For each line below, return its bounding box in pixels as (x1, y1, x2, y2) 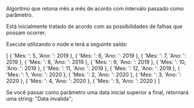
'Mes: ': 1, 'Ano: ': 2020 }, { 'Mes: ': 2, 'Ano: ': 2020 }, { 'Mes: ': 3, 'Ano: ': (6, 71, 182, 78)
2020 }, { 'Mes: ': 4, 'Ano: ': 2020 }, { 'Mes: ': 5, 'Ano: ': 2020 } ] (6, 77, 160, 84)
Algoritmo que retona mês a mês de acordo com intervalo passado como (6, 5, 185, 12)
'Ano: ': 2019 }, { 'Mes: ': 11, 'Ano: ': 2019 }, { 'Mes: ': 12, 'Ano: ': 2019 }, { (6, 65, 180, 72)
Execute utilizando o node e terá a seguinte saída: (6, 41, 128, 47)
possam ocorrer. (6, 29, 46, 36)
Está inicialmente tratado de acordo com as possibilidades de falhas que (6, 23, 183, 30)
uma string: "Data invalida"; (6, 95, 73, 102)
